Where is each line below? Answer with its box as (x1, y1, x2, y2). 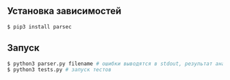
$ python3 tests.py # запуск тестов (7, 66, 112, 73)
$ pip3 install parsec (7, 23, 72, 30)
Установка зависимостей (7, 5, 122, 17)
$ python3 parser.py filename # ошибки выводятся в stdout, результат (7, 60, 213, 67)
